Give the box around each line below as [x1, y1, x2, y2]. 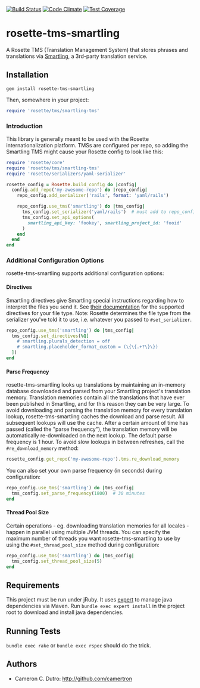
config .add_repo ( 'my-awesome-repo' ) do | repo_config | [11, 187, 148, 193]
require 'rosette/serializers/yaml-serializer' [6, 171, 127, 177]
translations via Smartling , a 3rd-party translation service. [6, 53, 148, 60]
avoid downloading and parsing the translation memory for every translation [6, 406, 192, 414]
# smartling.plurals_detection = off [17, 338, 111, 344]
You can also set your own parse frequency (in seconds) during [6, 467, 162, 474]
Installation [6, 70, 49, 80]
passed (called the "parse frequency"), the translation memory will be [6, 425, 177, 433]
